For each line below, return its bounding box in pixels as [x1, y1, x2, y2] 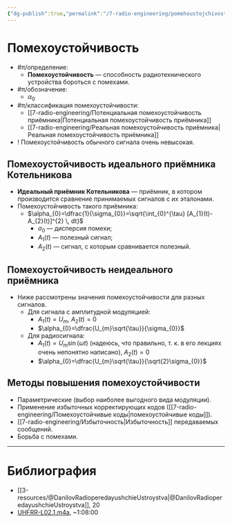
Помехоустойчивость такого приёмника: [17, 202, 138, 211]
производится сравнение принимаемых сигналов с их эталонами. [17, 195, 214, 203]
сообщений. [17, 425, 53, 433]
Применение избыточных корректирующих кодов [17, 402, 166, 411]
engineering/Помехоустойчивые [17, 410, 112, 418]
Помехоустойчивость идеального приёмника [7, 158, 216, 170]
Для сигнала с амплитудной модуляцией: [27, 308, 151, 316]
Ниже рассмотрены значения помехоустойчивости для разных [17, 293, 205, 301]
